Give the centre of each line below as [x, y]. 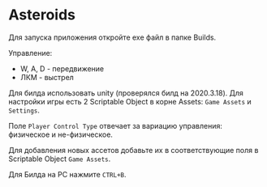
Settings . [24, 110]
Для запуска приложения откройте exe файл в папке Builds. [112, 37]
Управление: [30, 53]
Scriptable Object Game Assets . [60, 159]
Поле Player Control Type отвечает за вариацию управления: [116, 125]
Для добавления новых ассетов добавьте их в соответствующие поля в [133, 150]
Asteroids [42, 15]
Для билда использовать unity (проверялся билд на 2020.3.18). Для [126, 93]
